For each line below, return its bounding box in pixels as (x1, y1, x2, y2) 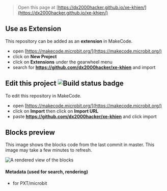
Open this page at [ (17, 5, 59, 10)
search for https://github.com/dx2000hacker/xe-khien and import (12, 64, 156, 70)
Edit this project (5, 79, 57, 88)
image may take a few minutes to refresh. (5, 147, 92, 153)
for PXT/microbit (12, 180, 47, 186)
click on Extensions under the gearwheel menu (12, 59, 113, 65)
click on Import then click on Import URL (12, 108, 99, 114)
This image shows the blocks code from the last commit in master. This (5, 141, 155, 148)
